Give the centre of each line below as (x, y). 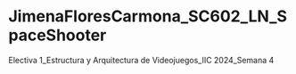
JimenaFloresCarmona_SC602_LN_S (148, 16)
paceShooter (58, 35)
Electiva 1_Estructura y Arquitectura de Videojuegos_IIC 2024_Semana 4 (141, 60)
